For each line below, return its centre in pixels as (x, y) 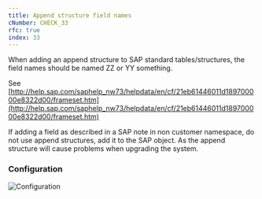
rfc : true (24, 30)
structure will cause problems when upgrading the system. (103, 149)
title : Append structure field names (70, 15)
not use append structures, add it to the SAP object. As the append (117, 140)
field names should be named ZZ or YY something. (90, 68)
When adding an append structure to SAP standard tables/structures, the (127, 60)
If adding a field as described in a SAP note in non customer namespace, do (131, 132)
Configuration (35, 169)
